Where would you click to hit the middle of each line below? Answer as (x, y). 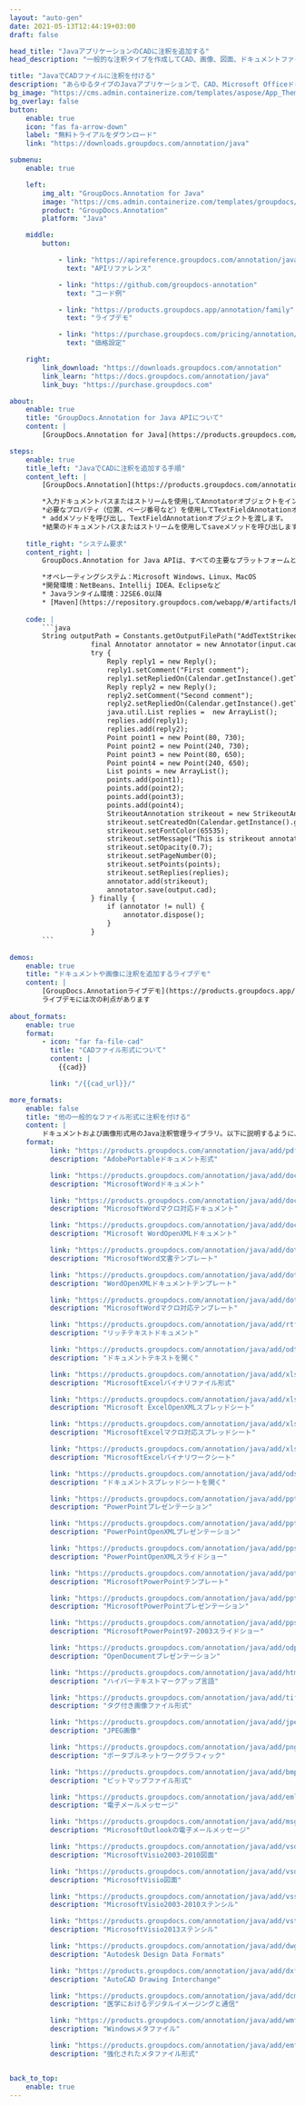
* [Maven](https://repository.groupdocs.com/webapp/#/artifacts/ (168, 602)
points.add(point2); (145, 789)
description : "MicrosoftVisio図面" (116, 1880)
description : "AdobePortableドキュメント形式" (134, 1159)
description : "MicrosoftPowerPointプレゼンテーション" (149, 1607)
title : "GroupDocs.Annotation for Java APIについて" (125, 418)
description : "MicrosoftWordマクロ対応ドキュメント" (144, 1209)
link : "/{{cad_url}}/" (93, 1083)
